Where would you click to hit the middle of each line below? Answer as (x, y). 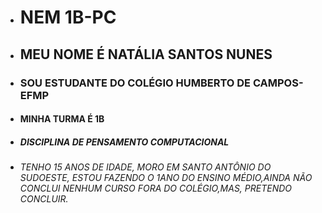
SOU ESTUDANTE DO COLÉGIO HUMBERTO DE (135, 83)
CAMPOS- (278, 83)
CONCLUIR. (44, 199)
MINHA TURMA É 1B (62, 119)
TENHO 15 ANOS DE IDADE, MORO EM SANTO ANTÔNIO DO (145, 167)
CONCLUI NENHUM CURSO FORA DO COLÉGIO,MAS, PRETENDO (156, 188)
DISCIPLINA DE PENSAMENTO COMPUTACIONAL (124, 142)
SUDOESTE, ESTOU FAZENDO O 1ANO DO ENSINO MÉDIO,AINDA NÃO (166, 178)
